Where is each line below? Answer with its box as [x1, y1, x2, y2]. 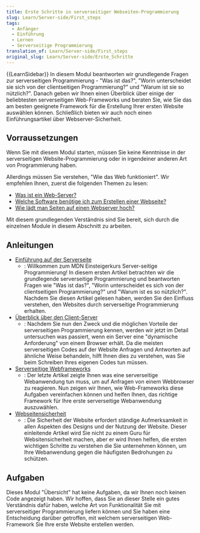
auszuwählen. [23, 404, 59, 411]
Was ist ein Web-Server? [14, 192, 77, 199]
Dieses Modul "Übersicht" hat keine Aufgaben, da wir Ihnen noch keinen [6, 489, 186, 496]
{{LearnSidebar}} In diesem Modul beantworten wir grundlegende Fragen [6, 70, 189, 77]
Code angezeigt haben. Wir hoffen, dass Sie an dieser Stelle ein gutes [6, 495, 180, 502]
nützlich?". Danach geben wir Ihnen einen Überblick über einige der [6, 89, 175, 97]
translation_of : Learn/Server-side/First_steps [6, 48, 128, 54]
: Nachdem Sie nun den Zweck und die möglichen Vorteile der [23, 320, 178, 328]
